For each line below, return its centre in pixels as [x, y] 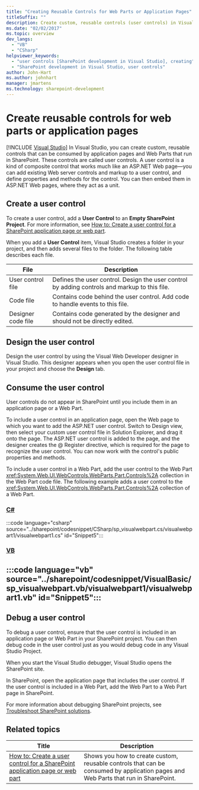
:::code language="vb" [50, 570]
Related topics [33, 730]
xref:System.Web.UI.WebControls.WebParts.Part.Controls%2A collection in [98, 475]
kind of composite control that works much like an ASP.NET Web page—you [99, 166]
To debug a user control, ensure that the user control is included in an [91, 632]
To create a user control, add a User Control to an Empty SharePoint [90, 218]
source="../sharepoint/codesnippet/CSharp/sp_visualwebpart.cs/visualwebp [99, 529]
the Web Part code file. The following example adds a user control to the [94, 482]
